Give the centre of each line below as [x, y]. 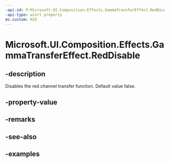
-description [25, 74]
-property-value [31, 102]
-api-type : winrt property [34, 15]
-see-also [21, 137]
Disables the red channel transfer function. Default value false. [70, 86]
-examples [23, 154]
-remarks [20, 120]
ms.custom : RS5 [21, 19]
